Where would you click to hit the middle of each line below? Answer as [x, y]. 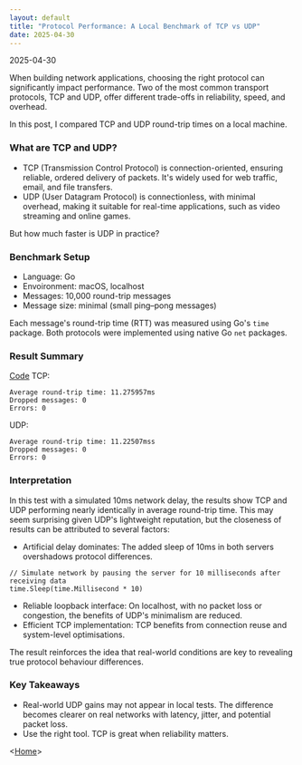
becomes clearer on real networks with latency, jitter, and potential [146, 714]
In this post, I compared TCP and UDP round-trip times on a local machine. [148, 124]
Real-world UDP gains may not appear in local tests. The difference [148, 704]
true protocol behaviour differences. [77, 662]
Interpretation [41, 480]
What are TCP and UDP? [63, 148]
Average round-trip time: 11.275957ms [82, 392]
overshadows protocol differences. [88, 556]
